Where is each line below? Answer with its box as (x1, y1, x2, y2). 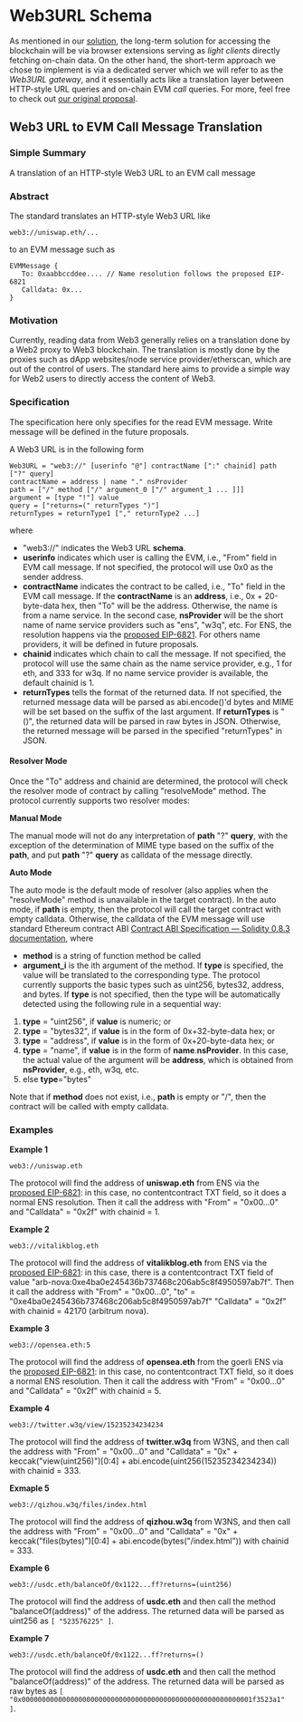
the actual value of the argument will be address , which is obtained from (22, 1054, 294, 1065)
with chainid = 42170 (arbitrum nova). (9, 1306, 149, 1317)
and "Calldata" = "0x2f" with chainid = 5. (9, 1386, 162, 1397)
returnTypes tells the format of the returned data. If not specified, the (22, 686, 282, 698)
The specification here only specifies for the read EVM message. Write (9, 416, 273, 427)
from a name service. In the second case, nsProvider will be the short (22, 609, 284, 621)
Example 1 (9, 1144, 48, 1156)
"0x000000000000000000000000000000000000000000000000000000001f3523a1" (9, 1696, 285, 1705)
